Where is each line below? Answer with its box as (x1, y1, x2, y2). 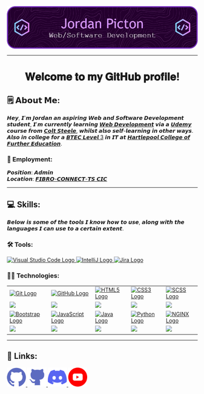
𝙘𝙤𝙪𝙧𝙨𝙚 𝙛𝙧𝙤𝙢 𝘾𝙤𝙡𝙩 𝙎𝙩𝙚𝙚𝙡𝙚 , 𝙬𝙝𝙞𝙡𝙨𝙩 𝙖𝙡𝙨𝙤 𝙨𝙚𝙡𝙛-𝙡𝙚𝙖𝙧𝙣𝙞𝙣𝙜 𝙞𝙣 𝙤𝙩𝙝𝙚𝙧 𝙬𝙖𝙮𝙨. (7, 127, 194, 134)
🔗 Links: (7, 351, 38, 361)
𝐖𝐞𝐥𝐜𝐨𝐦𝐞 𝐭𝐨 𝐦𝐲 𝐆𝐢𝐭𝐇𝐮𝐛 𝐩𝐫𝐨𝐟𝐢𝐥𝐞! (24, 70, 180, 84)
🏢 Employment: (7, 155, 53, 163)
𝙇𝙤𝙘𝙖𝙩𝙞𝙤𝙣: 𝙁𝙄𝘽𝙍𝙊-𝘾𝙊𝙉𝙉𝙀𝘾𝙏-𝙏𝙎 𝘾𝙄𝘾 (7, 175, 108, 182)
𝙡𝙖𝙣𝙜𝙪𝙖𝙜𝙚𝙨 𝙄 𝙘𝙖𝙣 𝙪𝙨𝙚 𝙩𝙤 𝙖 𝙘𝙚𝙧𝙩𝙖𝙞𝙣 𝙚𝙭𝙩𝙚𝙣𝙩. (7, 225, 124, 232)
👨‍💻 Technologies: (7, 272, 60, 280)
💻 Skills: (7, 199, 41, 210)
